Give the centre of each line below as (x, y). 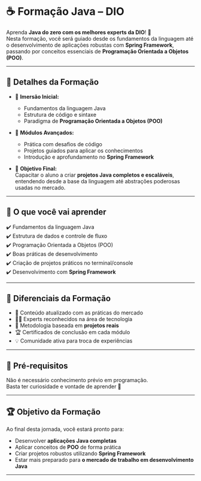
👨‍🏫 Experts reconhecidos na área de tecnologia (74, 319)
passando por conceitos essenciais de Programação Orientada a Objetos (98, 51)
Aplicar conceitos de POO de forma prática (68, 447)
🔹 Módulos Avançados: (44, 132)
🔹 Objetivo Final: (36, 168)
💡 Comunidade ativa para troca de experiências (74, 341)
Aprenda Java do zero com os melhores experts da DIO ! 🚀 (79, 32)
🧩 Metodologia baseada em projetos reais (67, 326)
